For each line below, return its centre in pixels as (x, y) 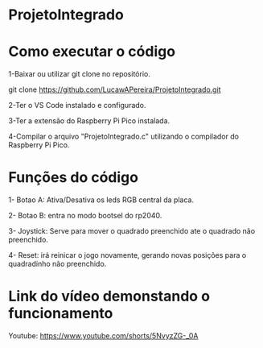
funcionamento (61, 314)
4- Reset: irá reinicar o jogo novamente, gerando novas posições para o (127, 255)
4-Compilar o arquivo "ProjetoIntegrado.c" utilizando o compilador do (124, 137)
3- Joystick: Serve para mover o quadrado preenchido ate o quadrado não (132, 231)
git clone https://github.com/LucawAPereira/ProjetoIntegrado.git (115, 89)
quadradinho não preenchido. (58, 264)
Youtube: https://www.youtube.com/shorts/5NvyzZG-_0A (103, 336)
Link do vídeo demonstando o (109, 296)
